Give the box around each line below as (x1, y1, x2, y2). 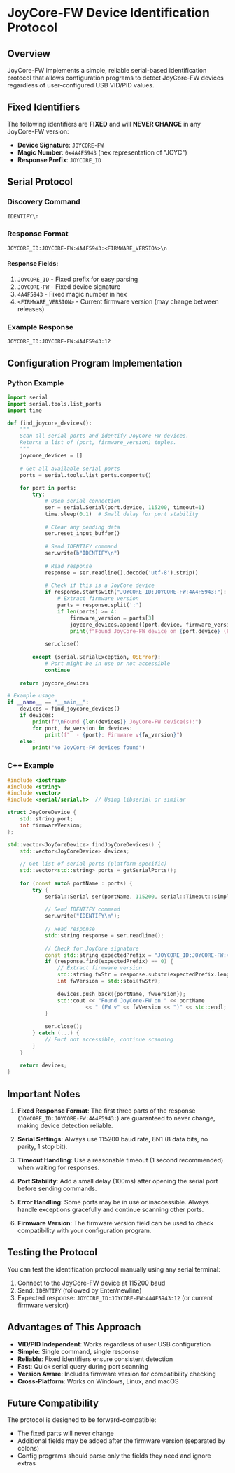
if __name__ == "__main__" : (7, 699, 90, 706)
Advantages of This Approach (7, 1321, 141, 1333)
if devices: (20, 712, 55, 719)
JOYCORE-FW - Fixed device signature (17, 283, 121, 291)
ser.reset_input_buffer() (44, 530, 120, 537)
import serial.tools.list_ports (7, 400, 101, 407)
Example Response (7, 322, 74, 332)
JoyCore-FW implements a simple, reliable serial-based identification (7, 66, 207, 74)
